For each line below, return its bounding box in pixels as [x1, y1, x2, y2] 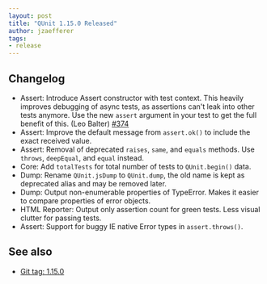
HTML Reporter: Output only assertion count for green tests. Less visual [19, 204, 261, 214]
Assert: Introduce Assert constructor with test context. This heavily [19, 93, 244, 102]
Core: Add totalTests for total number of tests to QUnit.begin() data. [19, 161, 252, 171]
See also [8, 245, 53, 259]
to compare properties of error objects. [19, 195, 151, 206]
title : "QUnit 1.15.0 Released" [8, 19, 117, 27]
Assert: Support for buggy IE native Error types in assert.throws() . [19, 221, 244, 231]
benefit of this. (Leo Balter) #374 [19, 119, 129, 128]
